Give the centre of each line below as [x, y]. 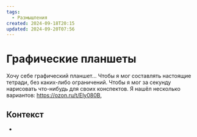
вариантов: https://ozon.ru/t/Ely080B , [54, 96]
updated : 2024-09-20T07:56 [41, 29]
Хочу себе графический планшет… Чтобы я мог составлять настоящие [99, 76]
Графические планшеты [71, 59]
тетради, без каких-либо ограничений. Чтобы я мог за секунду [89, 82]
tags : [13, 12]
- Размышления [30, 18]
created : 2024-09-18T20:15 [41, 23]
